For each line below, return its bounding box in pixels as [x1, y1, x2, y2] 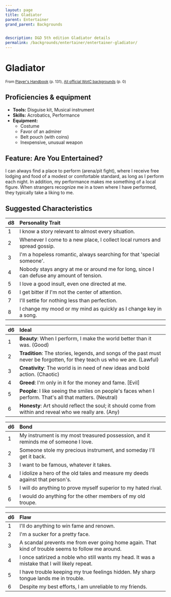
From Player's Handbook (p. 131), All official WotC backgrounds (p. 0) [5, 79, 126, 84]
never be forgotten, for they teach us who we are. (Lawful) [19, 356, 159, 363]
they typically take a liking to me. [5, 189, 74, 195]
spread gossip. [19, 242, 55, 250]
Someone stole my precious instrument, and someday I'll [19, 447, 155, 454]
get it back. [19, 453, 46, 460]
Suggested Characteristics [5, 204, 93, 213]
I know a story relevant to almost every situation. [19, 228, 135, 235]
